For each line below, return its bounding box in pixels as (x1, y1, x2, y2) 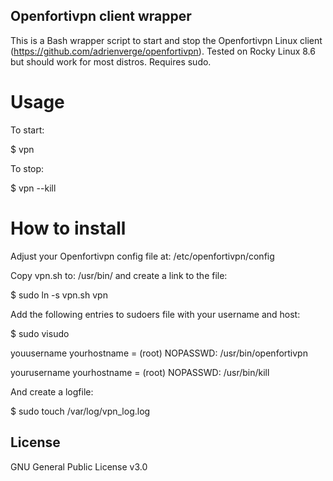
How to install (10, 217, 127, 239)
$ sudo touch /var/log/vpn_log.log (10, 405, 151, 417)
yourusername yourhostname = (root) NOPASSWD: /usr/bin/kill (10, 366, 270, 378)
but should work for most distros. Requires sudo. (10, 55, 212, 68)
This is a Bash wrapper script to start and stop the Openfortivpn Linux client (10, 34, 323, 46)
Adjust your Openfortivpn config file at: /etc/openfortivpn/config (10, 250, 275, 262)
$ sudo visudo (10, 327, 70, 339)
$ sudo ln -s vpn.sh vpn (10, 289, 108, 301)
